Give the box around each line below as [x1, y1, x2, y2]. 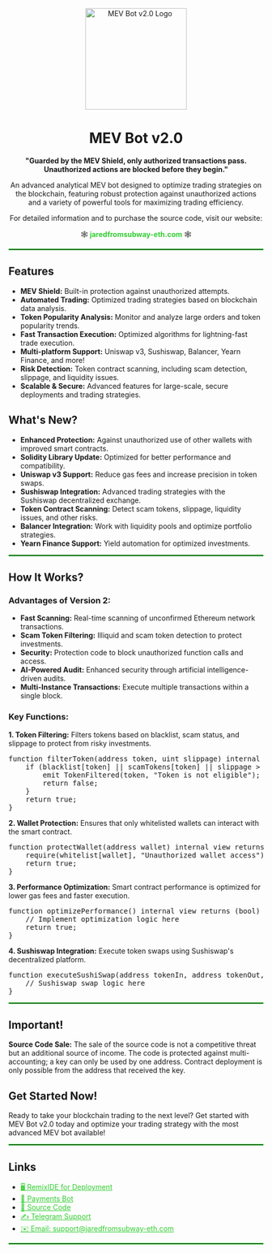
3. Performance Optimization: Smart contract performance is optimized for [8, 882, 261, 892]
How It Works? [8, 570, 84, 584]
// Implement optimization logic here [25, 914, 180, 923]
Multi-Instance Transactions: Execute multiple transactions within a [19, 682, 249, 692]
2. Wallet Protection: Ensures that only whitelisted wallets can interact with [8, 818, 259, 827]
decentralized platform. [8, 954, 87, 964]
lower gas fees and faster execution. [8, 890, 130, 901]
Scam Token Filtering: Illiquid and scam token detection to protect [19, 630, 243, 641]
